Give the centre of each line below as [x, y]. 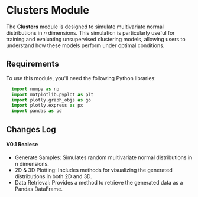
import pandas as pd [37, 111]
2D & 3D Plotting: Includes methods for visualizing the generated [93, 170]
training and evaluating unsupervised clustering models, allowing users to [96, 39]
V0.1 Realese [22, 145]
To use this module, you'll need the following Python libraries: [81, 78]
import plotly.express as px [47, 106]
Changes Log [31, 129]
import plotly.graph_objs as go [51, 100]
